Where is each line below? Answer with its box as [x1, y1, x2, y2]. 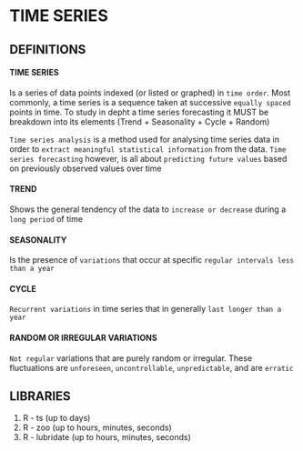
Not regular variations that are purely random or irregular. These [9, 352, 253, 364]
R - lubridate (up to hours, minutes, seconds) [22, 432, 191, 443]
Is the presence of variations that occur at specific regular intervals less [9, 255, 294, 266]
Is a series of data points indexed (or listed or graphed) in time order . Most [9, 87, 291, 98]
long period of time [9, 213, 84, 224]
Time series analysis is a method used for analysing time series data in [9, 134, 280, 145]
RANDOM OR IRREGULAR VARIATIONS [9, 332, 157, 343]
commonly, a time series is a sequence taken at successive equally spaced [9, 96, 291, 107]
